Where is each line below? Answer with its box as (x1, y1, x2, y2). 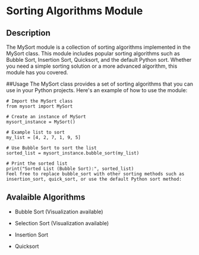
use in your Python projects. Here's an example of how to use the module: (6, 87, 188, 93)
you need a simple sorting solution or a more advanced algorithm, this (6, 62, 178, 70)
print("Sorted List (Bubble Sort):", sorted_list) (6, 166, 134, 172)
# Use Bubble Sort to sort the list (6, 145, 97, 151)
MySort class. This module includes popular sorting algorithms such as (6, 50, 180, 57)
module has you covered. (6, 69, 68, 75)
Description (6, 28, 50, 38)
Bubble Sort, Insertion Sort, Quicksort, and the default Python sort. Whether (6, 56, 192, 63)
